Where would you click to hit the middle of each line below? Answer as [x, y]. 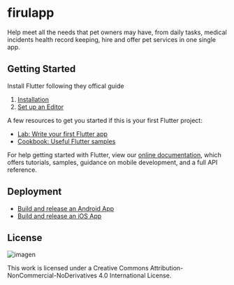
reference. [22, 170]
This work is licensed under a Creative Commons [78, 268]
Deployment [35, 192]
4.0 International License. [135, 276]
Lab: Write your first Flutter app [63, 133]
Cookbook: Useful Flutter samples [66, 141]
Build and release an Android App [66, 208]
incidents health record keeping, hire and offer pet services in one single [112, 39]
